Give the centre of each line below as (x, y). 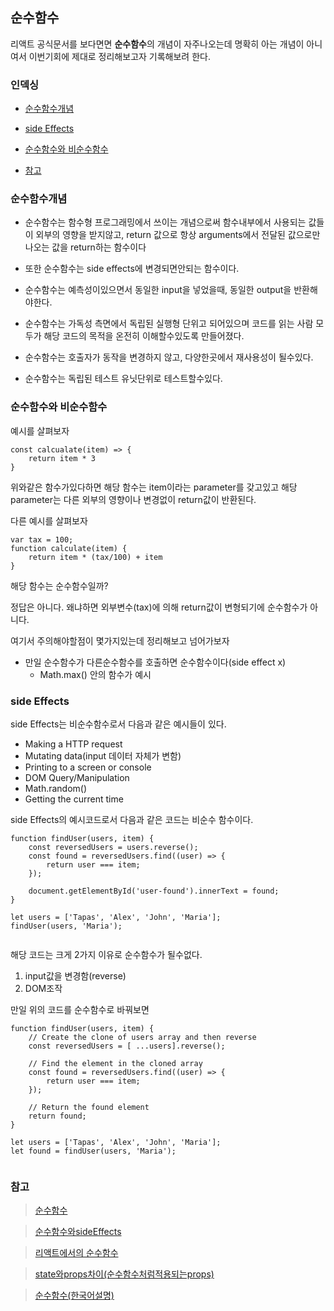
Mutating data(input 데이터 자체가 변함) (103, 756)
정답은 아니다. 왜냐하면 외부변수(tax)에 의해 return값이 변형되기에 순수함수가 (159, 607)
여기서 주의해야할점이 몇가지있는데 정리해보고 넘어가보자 (120, 640)
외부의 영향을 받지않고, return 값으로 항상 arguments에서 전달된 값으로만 (178, 235)
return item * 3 (62, 458)
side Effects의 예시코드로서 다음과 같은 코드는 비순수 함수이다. (132, 819)
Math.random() (56, 788)
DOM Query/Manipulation (77, 777)
